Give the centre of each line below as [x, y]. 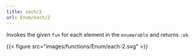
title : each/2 [24, 12]
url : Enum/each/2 [28, 17]
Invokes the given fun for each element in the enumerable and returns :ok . [98, 34]
